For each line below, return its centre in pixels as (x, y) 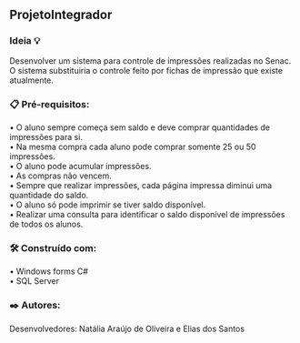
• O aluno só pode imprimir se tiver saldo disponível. (108, 205)
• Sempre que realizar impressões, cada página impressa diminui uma (141, 185)
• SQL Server (35, 281)
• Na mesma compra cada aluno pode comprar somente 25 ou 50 (133, 146)
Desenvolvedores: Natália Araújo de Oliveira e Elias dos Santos (127, 328)
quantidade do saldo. (49, 195)
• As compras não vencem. (60, 176)
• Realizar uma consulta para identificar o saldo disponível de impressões (147, 214)
